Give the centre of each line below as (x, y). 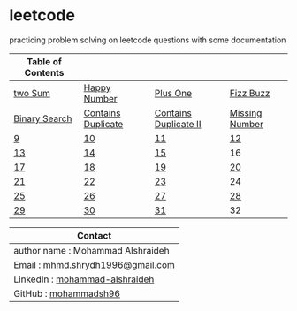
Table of (44, 61)
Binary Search (43, 118)
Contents (44, 72)
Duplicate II (178, 124)
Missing (246, 113)
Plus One (173, 93)
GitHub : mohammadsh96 (67, 293)
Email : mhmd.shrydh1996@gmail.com (94, 264)
